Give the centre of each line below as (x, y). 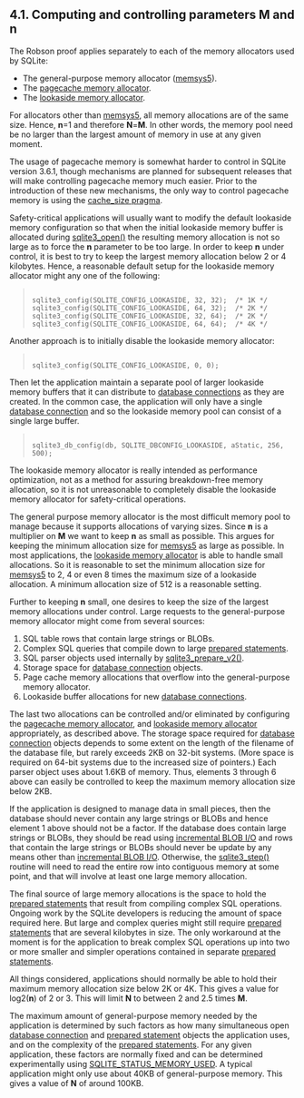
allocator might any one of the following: (85, 275)
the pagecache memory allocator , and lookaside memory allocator (133, 723)
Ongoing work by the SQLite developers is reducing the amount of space (146, 913)
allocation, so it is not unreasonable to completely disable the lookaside (143, 489)
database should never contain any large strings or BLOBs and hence (139, 818)
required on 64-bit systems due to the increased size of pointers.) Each (143, 762)
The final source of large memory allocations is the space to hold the (138, 894)
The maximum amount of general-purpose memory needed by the (133, 1015)
